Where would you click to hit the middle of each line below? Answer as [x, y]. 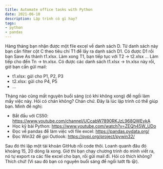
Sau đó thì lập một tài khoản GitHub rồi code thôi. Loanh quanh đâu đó [76, 146]
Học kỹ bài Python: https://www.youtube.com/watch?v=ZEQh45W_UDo [84, 126]
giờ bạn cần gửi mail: [26, 67]
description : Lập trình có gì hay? [41, 19]
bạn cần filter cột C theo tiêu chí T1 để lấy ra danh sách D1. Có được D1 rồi [79, 51]
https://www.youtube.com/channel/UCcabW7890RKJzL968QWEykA [81, 121]
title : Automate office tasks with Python [49, 9]
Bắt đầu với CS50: [30, 116]
